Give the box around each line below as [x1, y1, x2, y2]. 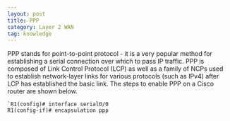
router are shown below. [7, 87, 78, 96]
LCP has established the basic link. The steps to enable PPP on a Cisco [7, 79, 214, 88]
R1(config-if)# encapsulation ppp [7, 107, 109, 114]
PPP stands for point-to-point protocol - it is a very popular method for [7, 50, 213, 58]
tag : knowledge [7, 30, 52, 38]
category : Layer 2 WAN [7, 23, 74, 30]
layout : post [7, 10, 46, 18]
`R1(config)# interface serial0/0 [7, 100, 109, 108]
